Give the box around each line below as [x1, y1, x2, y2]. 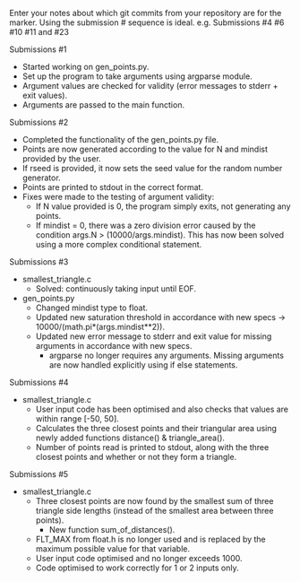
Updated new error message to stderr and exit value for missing [35, 331, 272, 342]
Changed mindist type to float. [35, 302, 149, 313]
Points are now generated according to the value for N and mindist [21, 143, 269, 154]
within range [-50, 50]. [35, 413, 119, 424]
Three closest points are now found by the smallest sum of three [35, 496, 274, 506]
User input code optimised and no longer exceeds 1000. [35, 553, 244, 563]
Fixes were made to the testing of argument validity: [21, 192, 215, 202]
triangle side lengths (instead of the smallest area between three [35, 506, 274, 516]
